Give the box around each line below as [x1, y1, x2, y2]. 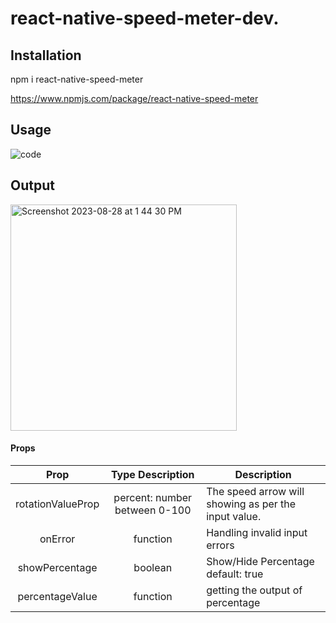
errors [206, 538, 235, 552]
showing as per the [206, 497, 297, 511]
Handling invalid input [206, 525, 308, 539]
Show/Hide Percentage [206, 554, 315, 568]
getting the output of [206, 583, 303, 597]
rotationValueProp [15, 497, 100, 511]
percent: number [113, 490, 193, 504]
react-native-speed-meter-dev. [10, 7, 280, 30]
